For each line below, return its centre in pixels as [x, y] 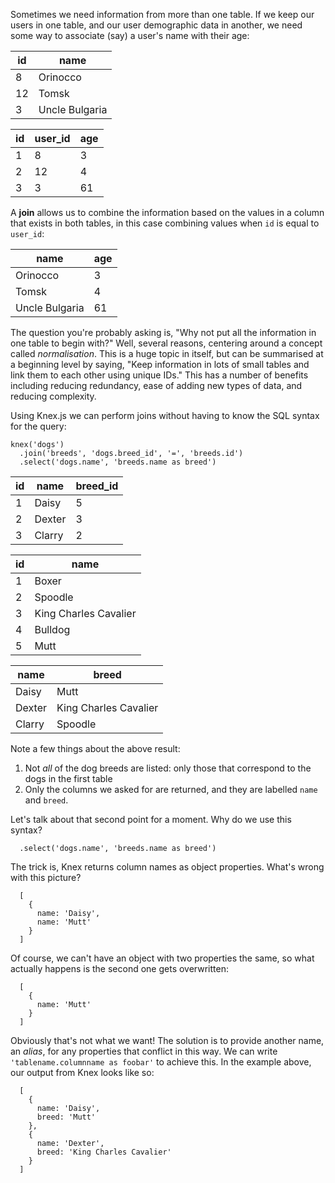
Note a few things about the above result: [95, 748]
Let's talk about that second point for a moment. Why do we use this [151, 819]
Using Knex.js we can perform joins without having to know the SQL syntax [165, 415]
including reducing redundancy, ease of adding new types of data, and [156, 385]
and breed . [46, 800]
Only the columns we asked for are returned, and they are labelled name [171, 789]
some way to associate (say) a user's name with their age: [130, 35]
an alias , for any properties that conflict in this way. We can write [144, 1051]
